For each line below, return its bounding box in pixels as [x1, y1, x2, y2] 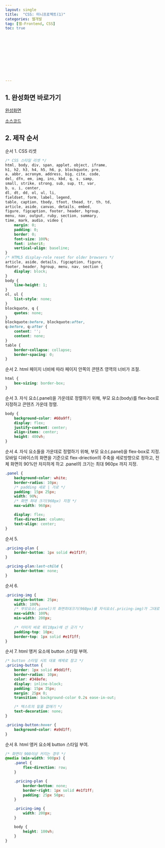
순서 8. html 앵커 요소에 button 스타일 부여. [5, 741, 89, 747]
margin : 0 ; [14, 223, 37, 228]
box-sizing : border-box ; [14, 381, 65, 386]
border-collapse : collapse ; [14, 347, 72, 352]
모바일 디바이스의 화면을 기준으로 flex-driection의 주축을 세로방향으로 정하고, [5, 455, 155, 460]
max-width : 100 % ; [14, 611, 50, 616]
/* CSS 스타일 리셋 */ [5, 158, 47, 163]
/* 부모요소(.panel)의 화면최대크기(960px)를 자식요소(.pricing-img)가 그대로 [14, 606, 160, 611]
